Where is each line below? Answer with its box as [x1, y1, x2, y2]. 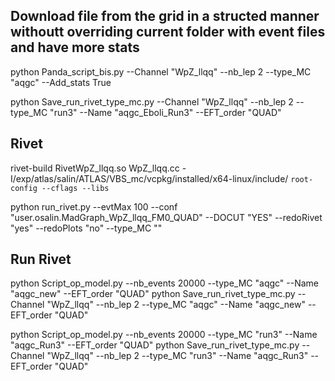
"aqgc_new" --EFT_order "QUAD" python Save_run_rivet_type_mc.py [10, 288, 296, 300]
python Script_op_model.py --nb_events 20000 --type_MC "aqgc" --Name [10, 277, 320, 289]
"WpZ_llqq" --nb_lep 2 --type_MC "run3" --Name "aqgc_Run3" [46, 350, 309, 362]
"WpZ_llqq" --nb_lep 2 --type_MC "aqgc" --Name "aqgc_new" [46, 299, 306, 311]
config [10, 183, 38, 193]
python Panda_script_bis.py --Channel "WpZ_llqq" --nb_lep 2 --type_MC [10, 65, 312, 78]
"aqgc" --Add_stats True [10, 76, 112, 88]
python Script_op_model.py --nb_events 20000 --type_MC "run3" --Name [10, 329, 318, 341]
